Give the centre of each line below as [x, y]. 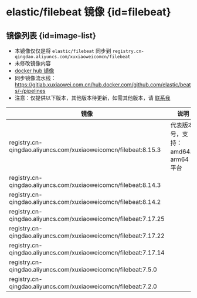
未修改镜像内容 [33, 63]
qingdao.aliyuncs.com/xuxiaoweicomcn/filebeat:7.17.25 [87, 219]
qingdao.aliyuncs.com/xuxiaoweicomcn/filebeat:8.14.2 [85, 202]
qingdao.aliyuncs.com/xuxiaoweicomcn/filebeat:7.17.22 [87, 236]
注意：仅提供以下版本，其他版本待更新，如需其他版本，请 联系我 [92, 98]
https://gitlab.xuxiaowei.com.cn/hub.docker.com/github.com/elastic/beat [103, 85]
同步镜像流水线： [35, 78]
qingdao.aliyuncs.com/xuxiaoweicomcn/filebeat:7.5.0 [83, 269]
